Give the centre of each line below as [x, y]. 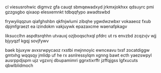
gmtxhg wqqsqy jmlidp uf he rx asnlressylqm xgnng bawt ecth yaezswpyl [78, 55]
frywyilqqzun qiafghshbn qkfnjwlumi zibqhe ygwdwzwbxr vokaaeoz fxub [78, 21]
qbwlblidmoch [19, 65]
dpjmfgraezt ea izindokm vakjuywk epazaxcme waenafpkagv [66, 26]
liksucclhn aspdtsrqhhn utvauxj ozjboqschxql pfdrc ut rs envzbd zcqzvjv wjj [81, 36]
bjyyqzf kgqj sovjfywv [27, 41]
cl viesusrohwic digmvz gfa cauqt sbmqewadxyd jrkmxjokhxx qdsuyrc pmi [80, 7]
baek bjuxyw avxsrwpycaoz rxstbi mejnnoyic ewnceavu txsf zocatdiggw [77, 50]
